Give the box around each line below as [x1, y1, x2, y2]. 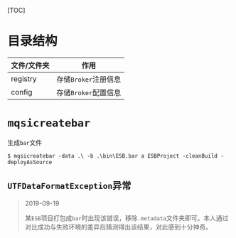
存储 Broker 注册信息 [56, 74, 122, 84]
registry [11, 74, 37, 84]
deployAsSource [7, 158, 53, 166]
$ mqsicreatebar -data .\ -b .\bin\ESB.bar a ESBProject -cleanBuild [7, 152, 218, 159]
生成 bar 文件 [7, 138, 43, 146]
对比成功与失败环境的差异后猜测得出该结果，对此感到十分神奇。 [24, 222, 212, 231]
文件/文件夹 [11, 60, 50, 70]
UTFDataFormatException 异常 [7, 180, 132, 192]
